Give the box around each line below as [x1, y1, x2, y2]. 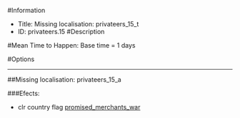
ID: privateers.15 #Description [17, 28, 105, 36]
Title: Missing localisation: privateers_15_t [17, 20, 139, 28]
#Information [7, 6, 46, 14]
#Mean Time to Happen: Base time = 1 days [7, 41, 136, 49]
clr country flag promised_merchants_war [17, 103, 141, 111]
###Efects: [7, 89, 40, 97]
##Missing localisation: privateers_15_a [7, 75, 121, 84]
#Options [7, 55, 35, 63]
